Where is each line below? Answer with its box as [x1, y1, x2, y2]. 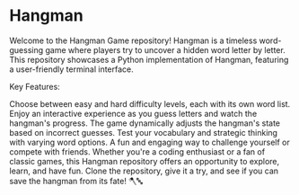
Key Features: [9, 81, 60, 92]
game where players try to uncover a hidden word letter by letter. [44, 44, 286, 55]
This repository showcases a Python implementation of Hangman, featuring [9, 54, 289, 65]
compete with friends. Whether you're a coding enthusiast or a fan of [9, 146, 266, 157]
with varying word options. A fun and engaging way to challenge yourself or [9, 137, 290, 147]
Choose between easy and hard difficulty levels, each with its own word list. [9, 98, 291, 109]
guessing [9, 44, 44, 55]
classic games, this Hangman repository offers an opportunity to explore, [9, 155, 280, 166]
